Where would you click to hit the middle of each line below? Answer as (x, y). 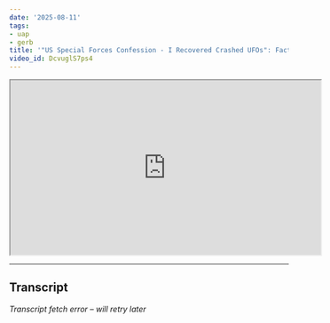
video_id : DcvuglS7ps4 (51, 59)
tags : (19, 26)
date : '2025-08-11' (45, 17)
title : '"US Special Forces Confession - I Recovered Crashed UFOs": (141, 51)
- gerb (21, 42)
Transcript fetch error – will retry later (78, 309)
